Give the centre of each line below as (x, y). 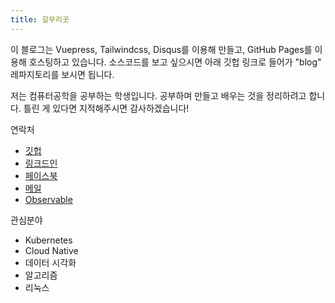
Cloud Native (51, 250)
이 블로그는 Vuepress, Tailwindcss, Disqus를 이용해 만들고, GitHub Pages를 (161, 49)
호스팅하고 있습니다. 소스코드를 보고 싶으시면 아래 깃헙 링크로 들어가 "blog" (175, 62)
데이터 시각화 (50, 262)
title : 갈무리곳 (40, 19)
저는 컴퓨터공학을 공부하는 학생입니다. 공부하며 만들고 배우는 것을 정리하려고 (158, 95)
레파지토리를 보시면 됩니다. (62, 74)
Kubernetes (48, 240)
